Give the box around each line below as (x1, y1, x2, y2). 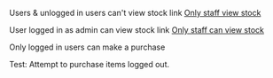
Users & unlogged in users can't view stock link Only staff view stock (9, 8, 261, 18)
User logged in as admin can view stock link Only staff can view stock (9, 25, 264, 35)
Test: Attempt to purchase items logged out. (9, 59, 170, 69)
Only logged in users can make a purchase (9, 42, 166, 52)
